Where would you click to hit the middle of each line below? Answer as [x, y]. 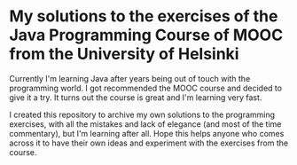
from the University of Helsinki [124, 54]
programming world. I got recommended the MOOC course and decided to [145, 88]
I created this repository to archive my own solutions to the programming [142, 114]
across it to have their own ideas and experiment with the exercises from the [149, 143]
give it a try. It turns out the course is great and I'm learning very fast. [136, 97]
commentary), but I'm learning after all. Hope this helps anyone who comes [147, 133]
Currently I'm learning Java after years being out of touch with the [130, 78]
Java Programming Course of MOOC [146, 35]
